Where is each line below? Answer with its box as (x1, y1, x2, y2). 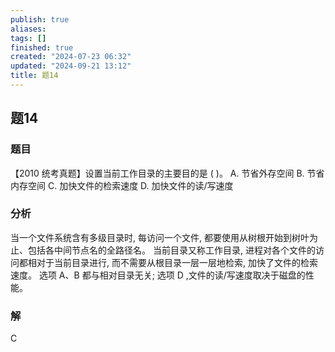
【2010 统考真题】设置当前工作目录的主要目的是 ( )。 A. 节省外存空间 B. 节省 (10, 167, 325, 179)
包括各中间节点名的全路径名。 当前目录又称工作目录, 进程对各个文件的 (27, 244, 316, 256)
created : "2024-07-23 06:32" (10, 52, 132, 62)
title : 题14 (10, 71, 59, 81)
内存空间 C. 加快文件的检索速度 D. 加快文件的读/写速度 (10, 179, 234, 191)
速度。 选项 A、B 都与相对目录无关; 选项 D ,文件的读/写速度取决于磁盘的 (10, 269, 306, 281)
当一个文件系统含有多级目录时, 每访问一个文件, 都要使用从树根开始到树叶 (10, 231, 310, 243)
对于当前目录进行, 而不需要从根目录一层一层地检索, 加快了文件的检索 (36, 256, 318, 268)
